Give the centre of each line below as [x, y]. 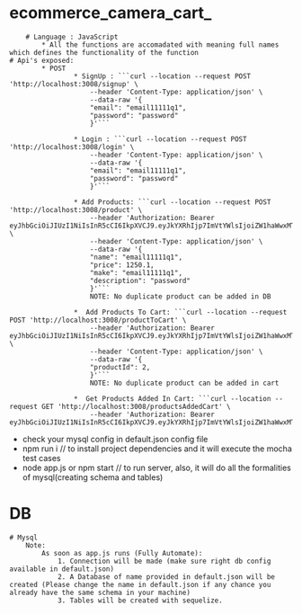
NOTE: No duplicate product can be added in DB [180, 296]
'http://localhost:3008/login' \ [72, 147]
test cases [41, 458]
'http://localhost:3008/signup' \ [74, 84]
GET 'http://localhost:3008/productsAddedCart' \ [136, 406]
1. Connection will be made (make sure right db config [164, 561]
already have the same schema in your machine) [100, 592]
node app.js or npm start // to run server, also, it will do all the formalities [157, 467]
